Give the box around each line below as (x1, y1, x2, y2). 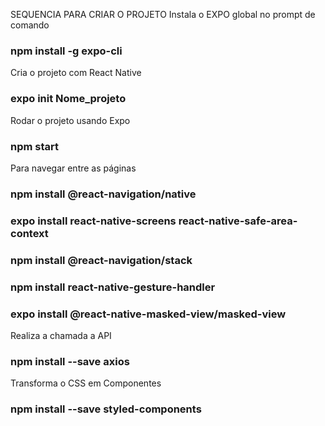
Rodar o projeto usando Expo (10, 114, 131, 126)
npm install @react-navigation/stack (10, 253, 193, 267)
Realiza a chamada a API (10, 329, 112, 341)
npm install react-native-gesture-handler (10, 280, 216, 294)
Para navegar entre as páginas (10, 162, 137, 174)
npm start (10, 139, 60, 153)
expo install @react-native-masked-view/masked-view (10, 307, 287, 321)
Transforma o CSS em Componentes (10, 377, 162, 389)
